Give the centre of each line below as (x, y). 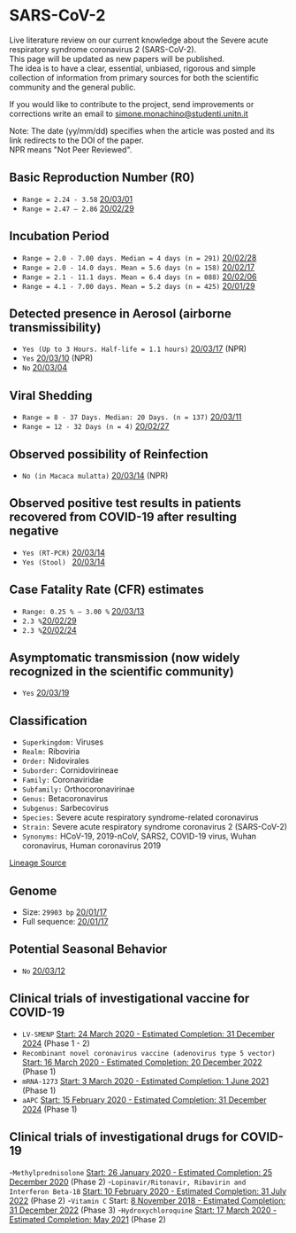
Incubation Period (59, 236)
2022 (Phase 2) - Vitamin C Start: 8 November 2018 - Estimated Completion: (147, 1200)
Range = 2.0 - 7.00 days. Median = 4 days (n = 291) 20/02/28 (139, 257)
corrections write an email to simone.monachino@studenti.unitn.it (129, 113)
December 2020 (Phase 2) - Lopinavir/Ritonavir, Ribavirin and (128, 1182)
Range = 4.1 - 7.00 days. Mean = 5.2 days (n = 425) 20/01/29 (138, 285)
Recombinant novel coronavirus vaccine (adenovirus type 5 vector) (148, 1053)
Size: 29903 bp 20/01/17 (65, 912)
